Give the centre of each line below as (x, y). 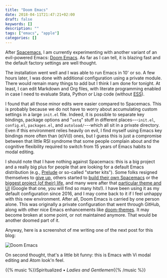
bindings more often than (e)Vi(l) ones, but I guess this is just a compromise (83, 136)
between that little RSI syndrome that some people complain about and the (82, 141)
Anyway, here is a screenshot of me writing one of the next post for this (79, 230)
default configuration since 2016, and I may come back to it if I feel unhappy (83, 194)
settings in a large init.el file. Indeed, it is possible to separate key (75, 114)
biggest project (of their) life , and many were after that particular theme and (83, 183)
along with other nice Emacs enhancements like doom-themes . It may (77, 210)
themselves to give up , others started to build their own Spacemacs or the (82, 177)
